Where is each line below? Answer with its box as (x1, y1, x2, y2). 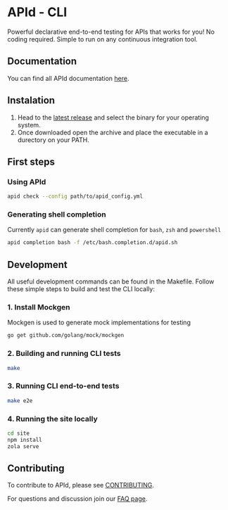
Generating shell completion (7, 210, 107, 219)
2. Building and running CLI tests (7, 349, 121, 359)
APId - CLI (7, 4, 68, 20)
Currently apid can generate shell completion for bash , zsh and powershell (7, 226, 222, 234)
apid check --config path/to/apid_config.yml (7, 193, 143, 200)
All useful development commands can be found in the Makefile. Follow (7, 277, 215, 286)
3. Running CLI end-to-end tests (7, 381, 120, 391)
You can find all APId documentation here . (7, 74, 129, 82)
